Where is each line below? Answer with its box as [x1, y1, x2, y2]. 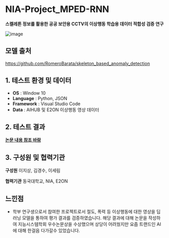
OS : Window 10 [12, 90, 46, 96]
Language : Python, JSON [12, 95, 68, 101]
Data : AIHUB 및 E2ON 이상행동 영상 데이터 [12, 107, 99, 113]
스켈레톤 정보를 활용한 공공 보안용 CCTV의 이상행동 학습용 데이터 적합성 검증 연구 [5, 21, 164, 27]
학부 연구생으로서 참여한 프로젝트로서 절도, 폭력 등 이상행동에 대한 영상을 [12, 209, 155, 214]
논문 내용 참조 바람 [5, 137, 41, 143]
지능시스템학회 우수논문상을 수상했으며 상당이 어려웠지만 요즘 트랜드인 [18, 221, 156, 227]
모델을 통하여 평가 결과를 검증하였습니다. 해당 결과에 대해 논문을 [22, 215, 147, 221]
